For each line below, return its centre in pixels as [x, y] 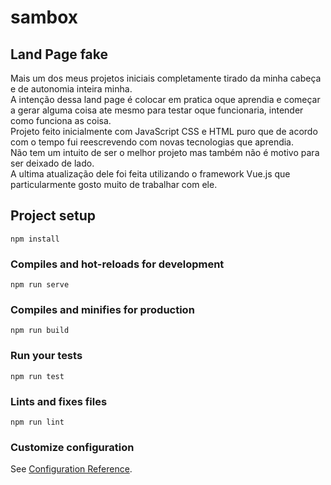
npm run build [40, 331]
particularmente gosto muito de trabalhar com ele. [114, 184]
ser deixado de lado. [52, 163]
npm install [35, 239]
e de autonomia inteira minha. [71, 89]
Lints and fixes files [59, 401]
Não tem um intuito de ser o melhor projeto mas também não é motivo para [165, 152]
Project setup [53, 216]
